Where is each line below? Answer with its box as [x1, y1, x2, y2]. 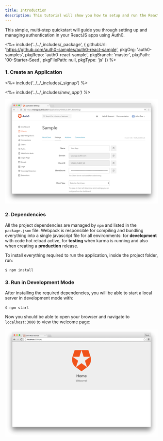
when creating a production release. [5, 243, 79, 249]
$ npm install [5, 268, 34, 272]
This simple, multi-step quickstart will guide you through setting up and [5, 27, 147, 32]
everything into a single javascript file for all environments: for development [5, 233, 157, 238]
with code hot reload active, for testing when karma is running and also [5, 237, 148, 243]
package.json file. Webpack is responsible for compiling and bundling [5, 227, 144, 233]
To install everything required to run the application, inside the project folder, [5, 252, 158, 258]
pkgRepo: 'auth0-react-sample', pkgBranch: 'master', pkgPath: [25, 51, 150, 58]
